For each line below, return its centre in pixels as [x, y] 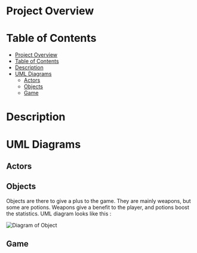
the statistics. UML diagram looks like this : [59, 214]
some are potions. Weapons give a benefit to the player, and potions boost [98, 207]
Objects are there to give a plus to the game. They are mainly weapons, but [98, 200]
